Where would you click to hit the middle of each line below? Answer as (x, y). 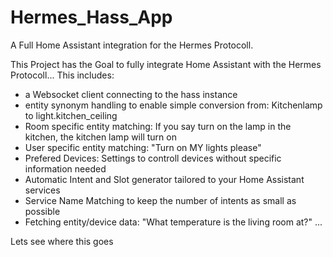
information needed (65, 168)
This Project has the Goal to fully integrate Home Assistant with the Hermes (166, 64)
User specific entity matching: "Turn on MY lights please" (143, 147)
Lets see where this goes (62, 241)
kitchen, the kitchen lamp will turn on (100, 137)
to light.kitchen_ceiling (71, 115)
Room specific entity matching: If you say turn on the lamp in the (158, 126)
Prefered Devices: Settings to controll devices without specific (153, 158)
